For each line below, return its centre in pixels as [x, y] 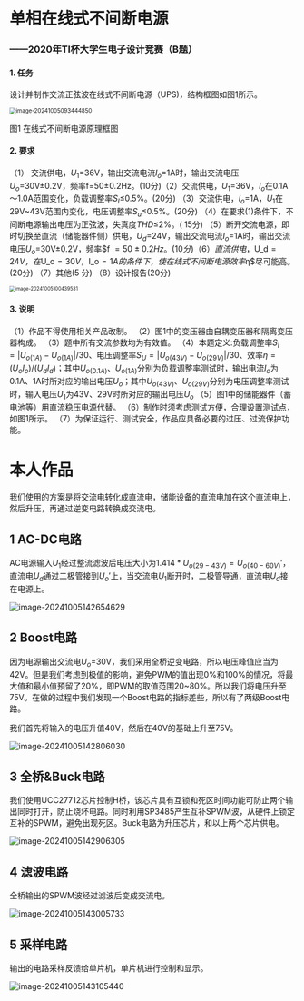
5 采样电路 [39, 944]
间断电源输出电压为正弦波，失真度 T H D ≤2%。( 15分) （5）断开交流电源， [146, 224]
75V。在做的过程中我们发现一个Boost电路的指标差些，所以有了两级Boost [146, 697]
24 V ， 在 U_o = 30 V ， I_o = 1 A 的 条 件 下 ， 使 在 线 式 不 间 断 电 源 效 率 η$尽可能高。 [152, 262]
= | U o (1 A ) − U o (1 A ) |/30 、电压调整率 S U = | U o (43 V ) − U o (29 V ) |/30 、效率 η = [143, 357]
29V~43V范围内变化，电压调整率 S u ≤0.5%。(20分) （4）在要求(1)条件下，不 [152, 213]
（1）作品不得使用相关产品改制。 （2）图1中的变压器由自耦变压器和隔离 [143, 331]
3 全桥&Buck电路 [58, 777]
